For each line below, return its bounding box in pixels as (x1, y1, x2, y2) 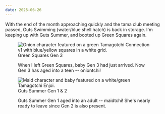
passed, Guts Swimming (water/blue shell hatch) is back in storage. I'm (5, 26, 153, 33)
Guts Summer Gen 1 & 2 (18, 87, 67, 93)
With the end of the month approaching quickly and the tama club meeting (5, 21, 160, 27)
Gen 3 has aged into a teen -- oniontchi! (18, 67, 101, 73)
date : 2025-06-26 (5, 7, 42, 13)
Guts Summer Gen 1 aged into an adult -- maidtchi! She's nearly (18, 97, 150, 103)
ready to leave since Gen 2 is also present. (18, 102, 106, 108)
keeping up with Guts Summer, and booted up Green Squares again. (5, 32, 147, 38)
